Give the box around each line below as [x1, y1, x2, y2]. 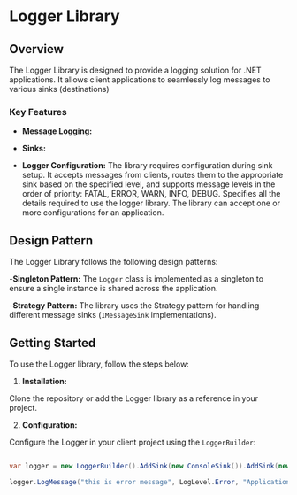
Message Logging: [21, 126, 93, 136]
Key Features [9, 105, 68, 118]
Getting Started [9, 335, 96, 351]
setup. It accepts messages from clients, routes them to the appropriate [21, 170, 284, 181]
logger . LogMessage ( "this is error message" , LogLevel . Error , [9, 477, 240, 486]
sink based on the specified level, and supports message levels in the [21, 179, 276, 189]
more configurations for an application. [21, 207, 164, 218]
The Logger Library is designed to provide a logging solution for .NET [9, 65, 263, 75]
